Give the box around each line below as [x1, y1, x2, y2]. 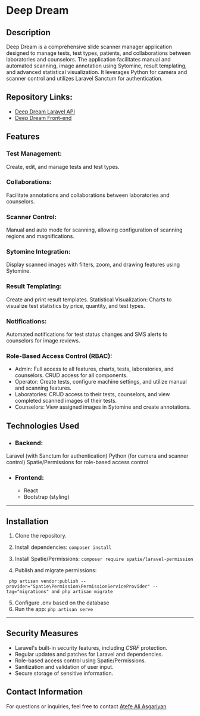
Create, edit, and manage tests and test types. [6, 163, 120, 170]
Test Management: [6, 150, 62, 158]
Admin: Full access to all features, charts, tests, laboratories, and [14, 365, 174, 373]
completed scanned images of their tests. [14, 397, 117, 405]
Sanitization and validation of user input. [14, 663, 114, 670]
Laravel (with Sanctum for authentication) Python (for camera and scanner [6, 452, 189, 459]
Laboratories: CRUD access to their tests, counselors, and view [14, 391, 170, 398]
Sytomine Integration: [6, 248, 71, 256]
